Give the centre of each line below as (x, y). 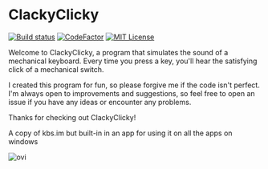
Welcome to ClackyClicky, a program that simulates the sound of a (118, 52)
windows (23, 141)
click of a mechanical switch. (56, 69)
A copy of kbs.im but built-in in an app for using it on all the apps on (120, 133)
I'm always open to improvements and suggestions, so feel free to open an (132, 93)
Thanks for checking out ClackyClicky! (72, 117)
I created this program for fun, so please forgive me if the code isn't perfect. (134, 85)
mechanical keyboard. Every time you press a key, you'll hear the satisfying (133, 61)
